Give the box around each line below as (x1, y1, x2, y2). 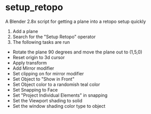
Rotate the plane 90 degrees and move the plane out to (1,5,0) (12, 49, 142, 55)
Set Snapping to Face (12, 87, 58, 93)
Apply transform (12, 60, 47, 66)
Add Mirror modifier (12, 65, 54, 71)
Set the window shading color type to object (12, 103, 106, 109)
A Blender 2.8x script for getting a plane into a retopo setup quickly (5, 18, 146, 24)
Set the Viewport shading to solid (12, 97, 83, 103)
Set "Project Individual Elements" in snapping (12, 92, 108, 98)
